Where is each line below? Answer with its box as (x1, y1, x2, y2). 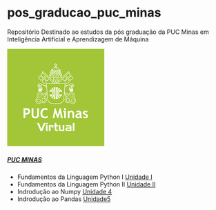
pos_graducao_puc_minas (7, 5, 161, 21)
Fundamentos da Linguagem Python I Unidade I (17, 173, 153, 181)
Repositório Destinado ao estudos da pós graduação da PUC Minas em (7, 28, 209, 36)
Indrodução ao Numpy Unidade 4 (17, 187, 112, 195)
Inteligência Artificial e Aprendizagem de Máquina (7, 35, 149, 43)
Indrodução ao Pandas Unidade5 (17, 195, 111, 203)
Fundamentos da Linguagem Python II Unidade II (17, 180, 156, 188)
